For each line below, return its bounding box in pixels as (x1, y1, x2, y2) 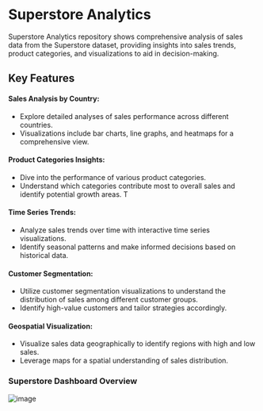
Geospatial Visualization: (8, 321, 93, 331)
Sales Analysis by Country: (8, 94, 100, 103)
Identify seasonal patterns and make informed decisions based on (19, 242, 236, 252)
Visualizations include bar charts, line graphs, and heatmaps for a (19, 129, 234, 138)
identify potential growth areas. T (19, 189, 128, 199)
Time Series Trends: (8, 208, 77, 217)
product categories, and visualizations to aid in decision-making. (8, 48, 219, 58)
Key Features (8, 71, 75, 85)
